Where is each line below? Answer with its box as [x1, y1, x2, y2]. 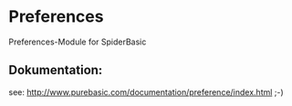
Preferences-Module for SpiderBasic [8, 36, 147, 47]
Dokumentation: [8, 63, 103, 78]
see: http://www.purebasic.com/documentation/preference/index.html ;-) [8, 86, 284, 97]
